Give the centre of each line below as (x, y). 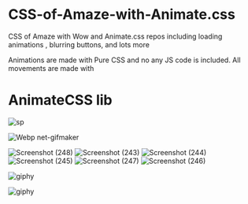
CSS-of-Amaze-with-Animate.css (122, 15)
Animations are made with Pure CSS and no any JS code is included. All (125, 60)
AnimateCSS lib (60, 100)
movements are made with (51, 68)
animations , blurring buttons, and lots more (79, 44)
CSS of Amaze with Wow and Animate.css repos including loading (115, 36)
